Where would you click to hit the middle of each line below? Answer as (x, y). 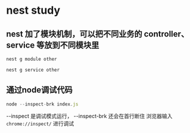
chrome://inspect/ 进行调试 (40, 123)
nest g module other (32, 59)
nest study (33, 10)
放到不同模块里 (72, 45)
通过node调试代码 (39, 90)
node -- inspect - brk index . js (42, 104)
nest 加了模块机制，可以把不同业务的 (74, 34)
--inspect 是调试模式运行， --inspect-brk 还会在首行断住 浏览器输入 (89, 116)
